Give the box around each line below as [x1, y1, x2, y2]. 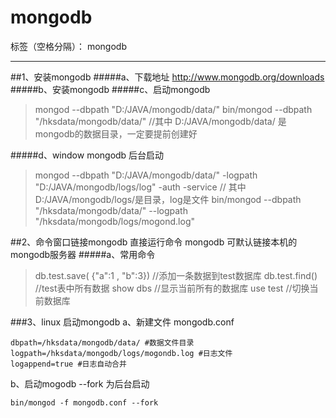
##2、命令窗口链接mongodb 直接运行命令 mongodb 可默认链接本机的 [10, 236, 298, 248]
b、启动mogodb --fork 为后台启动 [10, 377, 150, 390]
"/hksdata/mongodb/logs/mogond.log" [34, 215, 196, 227]
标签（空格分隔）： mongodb [10, 40, 127, 52]
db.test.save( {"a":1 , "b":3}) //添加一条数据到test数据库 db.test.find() [34, 269, 318, 281]
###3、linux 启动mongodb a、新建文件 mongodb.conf [10, 316, 235, 328]
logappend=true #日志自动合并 [10, 359, 127, 369]
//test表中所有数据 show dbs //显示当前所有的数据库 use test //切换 [34, 282, 310, 294]
